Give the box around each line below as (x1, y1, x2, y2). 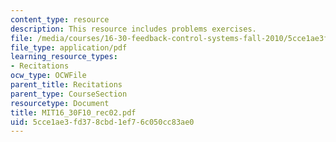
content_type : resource (10, 14, 110, 25)
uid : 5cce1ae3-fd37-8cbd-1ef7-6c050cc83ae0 (10, 117, 195, 127)
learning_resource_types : (10, 52, 118, 62)
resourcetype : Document (10, 98, 110, 108)
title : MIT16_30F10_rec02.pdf (10, 107, 137, 118)
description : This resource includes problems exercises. (10, 24, 257, 34)
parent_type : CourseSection (10, 89, 128, 99)
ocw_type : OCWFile (10, 71, 87, 81)
